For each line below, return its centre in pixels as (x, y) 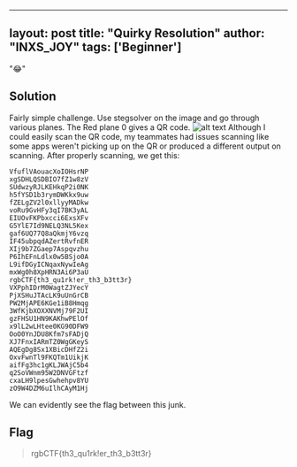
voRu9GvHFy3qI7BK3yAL (49, 210)
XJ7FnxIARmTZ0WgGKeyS (49, 341)
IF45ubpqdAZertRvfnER (49, 241)
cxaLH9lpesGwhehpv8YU (49, 380)
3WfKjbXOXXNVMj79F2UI (49, 310)
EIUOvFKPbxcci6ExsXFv (49, 218)
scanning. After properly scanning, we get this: (95, 155)
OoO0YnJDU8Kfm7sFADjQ (49, 334)
